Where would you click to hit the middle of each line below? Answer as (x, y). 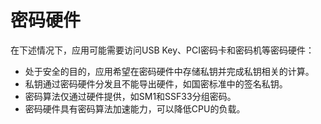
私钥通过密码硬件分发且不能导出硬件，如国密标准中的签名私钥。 (156, 83)
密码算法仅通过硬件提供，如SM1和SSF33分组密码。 (130, 96)
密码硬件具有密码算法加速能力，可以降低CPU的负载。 (135, 108)
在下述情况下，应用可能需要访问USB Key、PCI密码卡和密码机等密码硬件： (162, 50)
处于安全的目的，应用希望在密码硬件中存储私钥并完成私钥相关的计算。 (169, 71)
